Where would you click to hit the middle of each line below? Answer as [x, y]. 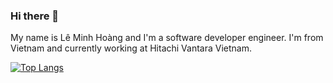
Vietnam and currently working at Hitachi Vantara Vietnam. [131, 48]
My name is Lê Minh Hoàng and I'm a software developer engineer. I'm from [167, 38]
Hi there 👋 [35, 16]
